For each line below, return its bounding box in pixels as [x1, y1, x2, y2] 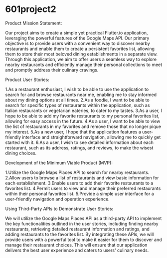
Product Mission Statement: [5, 20, 62, 26]
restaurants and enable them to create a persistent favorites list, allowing [5, 45, 155, 51]
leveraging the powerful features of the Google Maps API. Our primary [5, 35, 150, 41]
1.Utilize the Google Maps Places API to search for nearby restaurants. [5, 169, 150, 175]
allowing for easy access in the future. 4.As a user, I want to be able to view [5, 118, 161, 124]
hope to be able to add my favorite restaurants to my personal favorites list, [5, 112, 160, 118]
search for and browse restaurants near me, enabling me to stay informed [5, 91, 157, 97]
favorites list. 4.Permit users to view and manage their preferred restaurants [5, 185, 161, 191]
